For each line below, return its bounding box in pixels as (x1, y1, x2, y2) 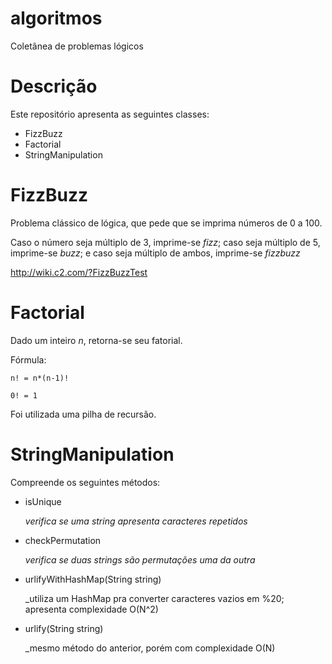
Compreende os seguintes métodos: (10, 476, 161, 488)
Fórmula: (10, 353, 47, 366)
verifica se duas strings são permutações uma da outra (24, 553, 256, 566)
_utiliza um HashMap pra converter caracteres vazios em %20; (24, 592, 285, 604)
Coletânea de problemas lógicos (10, 40, 144, 52)
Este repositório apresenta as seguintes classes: (10, 108, 210, 120)
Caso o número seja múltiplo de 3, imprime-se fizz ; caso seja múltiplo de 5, (10, 236, 321, 248)
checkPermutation (24, 534, 102, 546)
